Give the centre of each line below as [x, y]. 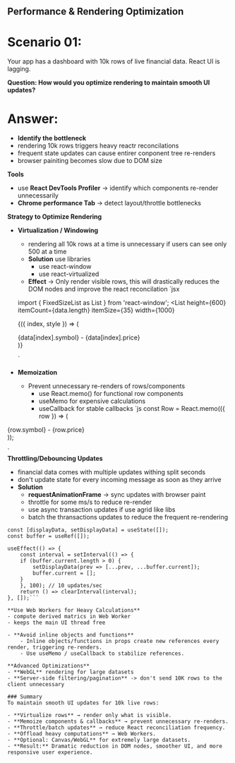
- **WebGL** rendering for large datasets [71, 672]
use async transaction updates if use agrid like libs [102, 510]
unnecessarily [38, 196]
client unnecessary [36, 685]
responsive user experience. [50, 752]
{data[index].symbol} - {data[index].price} [79, 337]
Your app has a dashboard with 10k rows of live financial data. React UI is [114, 61]
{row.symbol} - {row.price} [46, 430]
